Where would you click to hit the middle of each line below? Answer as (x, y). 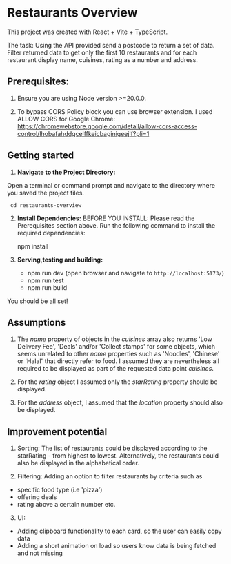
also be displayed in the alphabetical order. (78, 463)
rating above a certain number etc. (66, 505)
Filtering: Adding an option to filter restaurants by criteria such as (110, 476)
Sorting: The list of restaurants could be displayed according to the (112, 448)
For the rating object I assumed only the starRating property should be (117, 382)
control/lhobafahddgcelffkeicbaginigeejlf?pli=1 (83, 133)
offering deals (37, 497)
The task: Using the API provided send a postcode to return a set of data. (111, 45)
